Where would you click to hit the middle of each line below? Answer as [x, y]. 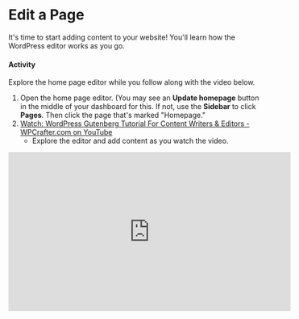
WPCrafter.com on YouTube [66, 132]
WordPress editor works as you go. [66, 45]
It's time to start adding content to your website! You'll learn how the [122, 37]
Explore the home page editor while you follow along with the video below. [132, 82]
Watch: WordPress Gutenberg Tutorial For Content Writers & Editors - [135, 124]
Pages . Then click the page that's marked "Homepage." [113, 115]
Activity [22, 64]
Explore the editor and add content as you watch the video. [130, 141]
